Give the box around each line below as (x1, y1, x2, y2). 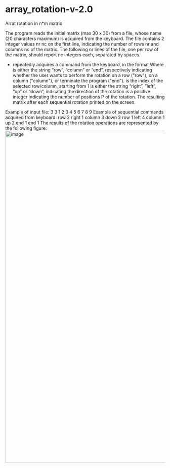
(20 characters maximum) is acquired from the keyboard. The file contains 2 (5, 35, 164, 42)
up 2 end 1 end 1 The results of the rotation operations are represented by (5, 120, 159, 126)
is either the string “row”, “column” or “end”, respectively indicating (12, 67, 153, 73)
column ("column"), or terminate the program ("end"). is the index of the (12, 77, 163, 84)
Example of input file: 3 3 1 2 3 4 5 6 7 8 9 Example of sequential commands (5, 109, 164, 115)
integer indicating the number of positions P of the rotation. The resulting (12, 94, 165, 100)
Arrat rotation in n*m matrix (5, 20, 62, 26)
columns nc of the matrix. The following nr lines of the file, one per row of (5, 46, 159, 52)
